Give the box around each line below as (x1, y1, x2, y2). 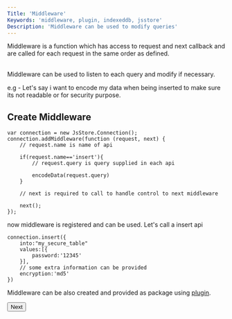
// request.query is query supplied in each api (32, 160, 175, 167)
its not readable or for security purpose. (7, 91, 121, 99)
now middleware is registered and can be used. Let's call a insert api (7, 221, 203, 229)
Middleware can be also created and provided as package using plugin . (7, 288, 211, 297)
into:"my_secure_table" (19, 240, 89, 247)
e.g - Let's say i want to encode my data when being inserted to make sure (7, 84, 221, 92)
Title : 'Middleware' (7, 10, 67, 17)
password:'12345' (32, 252, 82, 259)
